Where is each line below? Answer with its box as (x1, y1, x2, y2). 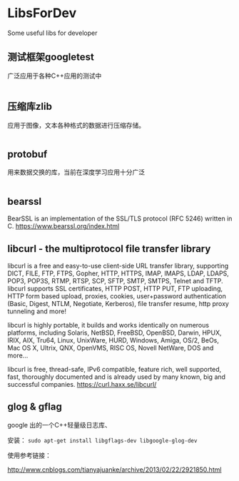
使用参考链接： (7, 451, 51, 460)
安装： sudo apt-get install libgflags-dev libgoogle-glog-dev (7, 435, 198, 444)
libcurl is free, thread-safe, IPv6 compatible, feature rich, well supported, (7, 365, 222, 373)
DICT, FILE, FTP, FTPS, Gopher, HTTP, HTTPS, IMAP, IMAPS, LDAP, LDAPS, (7, 269, 230, 278)
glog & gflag (7, 401, 62, 413)
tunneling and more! (7, 307, 66, 315)
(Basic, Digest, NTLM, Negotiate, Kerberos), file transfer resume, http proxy (7, 300, 230, 308)
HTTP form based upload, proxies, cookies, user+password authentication (7, 292, 226, 300)
